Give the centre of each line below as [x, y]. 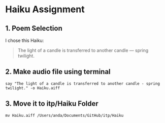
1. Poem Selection [34, 28]
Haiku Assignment [45, 9]
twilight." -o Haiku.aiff [32, 88]
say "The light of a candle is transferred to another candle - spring [82, 83]
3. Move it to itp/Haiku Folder [52, 104]
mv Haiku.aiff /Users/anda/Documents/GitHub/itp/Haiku [64, 115]
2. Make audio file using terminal [58, 72]
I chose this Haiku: [25, 40]
